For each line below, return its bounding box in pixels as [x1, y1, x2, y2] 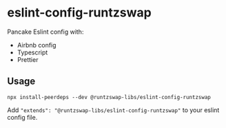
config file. [7, 113, 38, 121]
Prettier [17, 55, 39, 63]
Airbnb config [17, 41, 56, 49]
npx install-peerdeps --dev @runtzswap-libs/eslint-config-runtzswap [7, 94, 212, 100]
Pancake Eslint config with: [7, 28, 84, 36]
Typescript [17, 48, 48, 56]
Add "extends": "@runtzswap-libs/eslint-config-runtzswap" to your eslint [7, 105, 220, 114]
